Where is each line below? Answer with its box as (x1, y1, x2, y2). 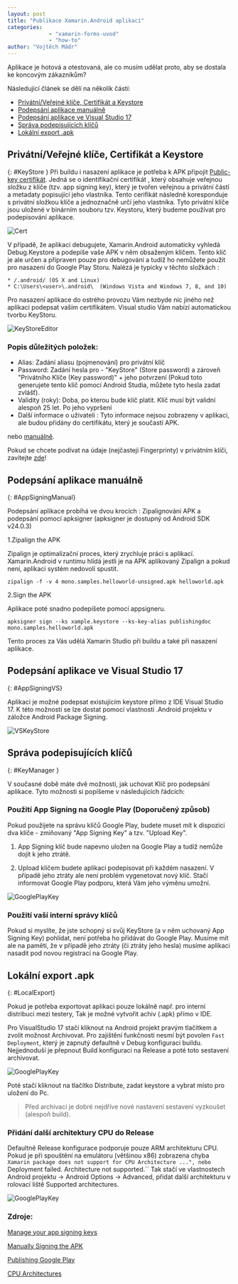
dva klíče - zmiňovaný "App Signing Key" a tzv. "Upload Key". (7, 828, 188, 837)
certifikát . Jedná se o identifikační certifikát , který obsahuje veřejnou (19, 175, 222, 183)
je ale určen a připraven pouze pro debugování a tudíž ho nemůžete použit (7, 255, 226, 263)
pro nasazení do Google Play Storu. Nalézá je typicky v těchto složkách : (7, 263, 220, 271)
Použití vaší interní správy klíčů (7, 910, 118, 920)
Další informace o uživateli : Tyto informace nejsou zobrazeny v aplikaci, (17, 411, 229, 420)
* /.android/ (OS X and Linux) (7, 276, 100, 284)
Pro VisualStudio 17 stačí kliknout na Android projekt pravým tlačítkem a (7, 1023, 217, 1032)
